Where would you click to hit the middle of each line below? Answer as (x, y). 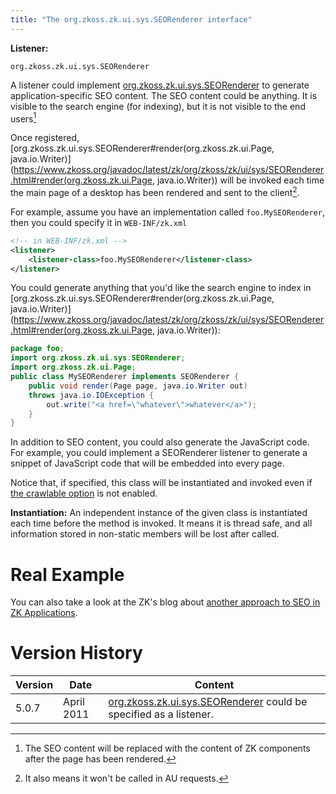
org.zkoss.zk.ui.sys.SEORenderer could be (208, 702)
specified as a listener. (161, 714)
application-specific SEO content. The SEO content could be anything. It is (164, 95)
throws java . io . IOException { (91, 395)
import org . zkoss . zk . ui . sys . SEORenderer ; (98, 358)
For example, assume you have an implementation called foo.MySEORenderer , (167, 212)
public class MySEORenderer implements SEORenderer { (125, 377)
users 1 (23, 118)
